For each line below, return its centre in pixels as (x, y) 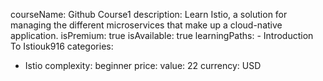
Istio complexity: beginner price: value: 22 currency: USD (143, 65)
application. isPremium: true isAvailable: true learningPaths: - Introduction (162, 35)
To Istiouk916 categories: (62, 46)
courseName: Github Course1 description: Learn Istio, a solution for (149, 14)
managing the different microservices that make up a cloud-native (146, 25)
